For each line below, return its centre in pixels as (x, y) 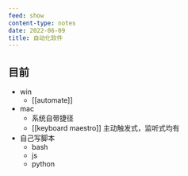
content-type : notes (42, 23)
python (43, 164)
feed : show (26, 16)
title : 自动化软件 (36, 38)
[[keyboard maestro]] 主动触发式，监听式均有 (106, 128)
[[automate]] (52, 100)
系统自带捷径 (52, 118)
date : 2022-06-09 (37, 30)
